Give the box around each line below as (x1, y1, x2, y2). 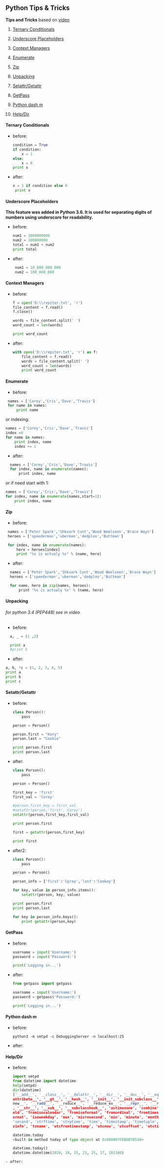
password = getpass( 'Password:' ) (12, 995, 81, 1000)
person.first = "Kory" (12, 732, 59, 737)
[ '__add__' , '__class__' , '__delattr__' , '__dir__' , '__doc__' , (12, 1092, 146, 1097)
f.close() (12, 309, 33, 315)
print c (5, 679, 21, 684)
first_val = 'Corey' (12, 795, 55, 799)
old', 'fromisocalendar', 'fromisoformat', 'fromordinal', (12, 1110, 135, 1115)
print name (16, 408, 38, 413)
